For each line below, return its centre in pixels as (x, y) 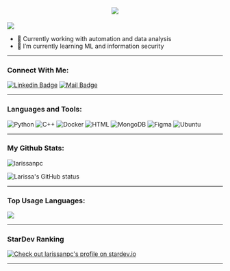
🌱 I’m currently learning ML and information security (90, 46)
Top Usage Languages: (46, 201)
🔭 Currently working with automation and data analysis (94, 38)
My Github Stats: (36, 149)
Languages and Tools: (44, 109)
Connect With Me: (38, 70)
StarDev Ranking (36, 240)
